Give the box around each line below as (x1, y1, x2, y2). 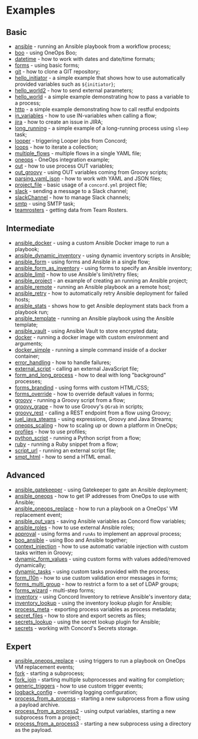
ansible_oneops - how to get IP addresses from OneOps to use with (14, 492, 180, 499)
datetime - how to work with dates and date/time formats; (14, 56, 155, 62)
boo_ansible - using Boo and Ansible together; (14, 536, 128, 544)
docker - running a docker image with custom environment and (14, 333, 169, 340)
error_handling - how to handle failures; (14, 359, 111, 366)
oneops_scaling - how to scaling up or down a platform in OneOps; (14, 422, 178, 429)
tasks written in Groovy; (14, 549, 73, 556)
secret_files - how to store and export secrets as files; (14, 612, 146, 619)
